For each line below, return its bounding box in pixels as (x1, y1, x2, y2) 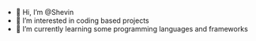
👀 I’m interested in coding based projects (15, 16, 149, 25)
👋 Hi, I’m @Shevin (15, 8, 74, 17)
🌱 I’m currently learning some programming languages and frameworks (15, 24, 249, 33)
